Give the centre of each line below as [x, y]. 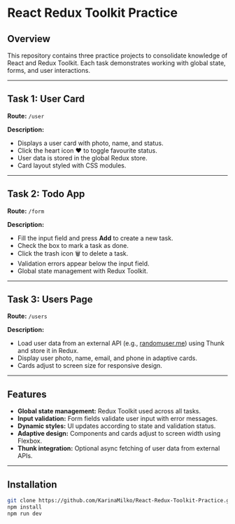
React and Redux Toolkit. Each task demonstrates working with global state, [116, 63]
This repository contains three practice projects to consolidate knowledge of [117, 55]
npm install [24, 507]
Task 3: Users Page [50, 299]
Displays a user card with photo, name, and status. [90, 143]
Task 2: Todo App [46, 194]
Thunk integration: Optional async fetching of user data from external [119, 448]
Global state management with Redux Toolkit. [83, 270]
